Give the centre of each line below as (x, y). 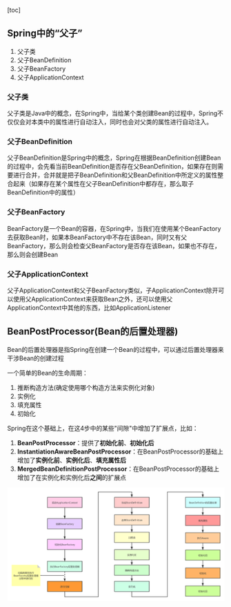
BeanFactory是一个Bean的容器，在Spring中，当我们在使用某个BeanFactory (114, 228)
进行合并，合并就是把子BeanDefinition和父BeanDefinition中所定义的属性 (115, 175)
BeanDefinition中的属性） (43, 192)
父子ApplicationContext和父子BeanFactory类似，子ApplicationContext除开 (113, 290)
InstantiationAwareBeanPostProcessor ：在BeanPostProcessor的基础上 (120, 451)
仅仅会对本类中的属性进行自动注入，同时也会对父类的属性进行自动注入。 (110, 122)
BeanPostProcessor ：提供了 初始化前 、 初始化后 (86, 442)
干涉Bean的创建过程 (36, 358)
